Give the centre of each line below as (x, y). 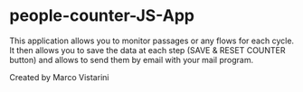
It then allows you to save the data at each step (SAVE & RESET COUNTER (148, 50)
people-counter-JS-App (102, 16)
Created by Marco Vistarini (59, 77)
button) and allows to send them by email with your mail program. (132, 60)
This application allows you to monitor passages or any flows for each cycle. (152, 41)
